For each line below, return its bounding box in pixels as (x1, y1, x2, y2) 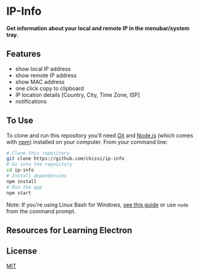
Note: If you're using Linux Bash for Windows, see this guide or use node (6, 201, 189, 208)
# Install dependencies (6, 173, 67, 179)
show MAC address (15, 78, 65, 85)
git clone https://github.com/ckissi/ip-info (6, 156, 124, 162)
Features (6, 49, 41, 59)
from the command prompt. (6, 207, 76, 215)
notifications (15, 97, 47, 105)
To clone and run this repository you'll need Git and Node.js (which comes (6, 132, 193, 139)
